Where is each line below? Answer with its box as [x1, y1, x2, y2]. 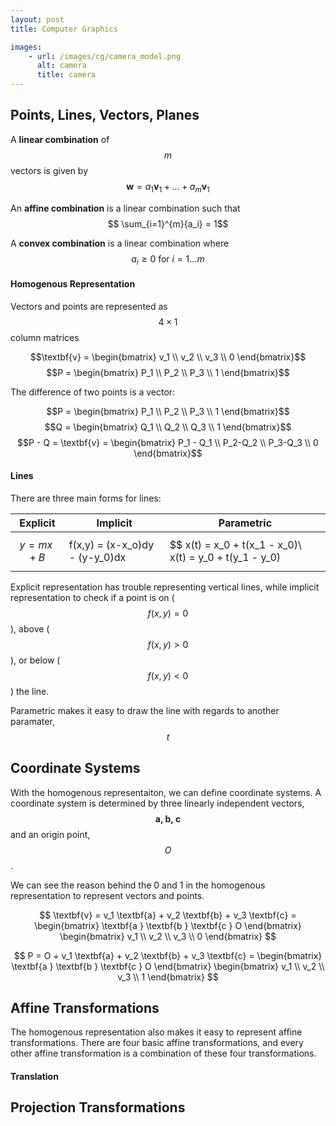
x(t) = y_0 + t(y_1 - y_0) [169, 550, 282, 564]
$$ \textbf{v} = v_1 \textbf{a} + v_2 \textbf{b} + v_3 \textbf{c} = [39, 909, 297, 921]
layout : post [10, 14, 65, 25]
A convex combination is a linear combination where [10, 237, 230, 249]
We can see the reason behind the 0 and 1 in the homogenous [10, 879, 266, 891]
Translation [10, 1071, 59, 1083]
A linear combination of [10, 133, 110, 145]
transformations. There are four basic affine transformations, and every [10, 1037, 304, 1049]
